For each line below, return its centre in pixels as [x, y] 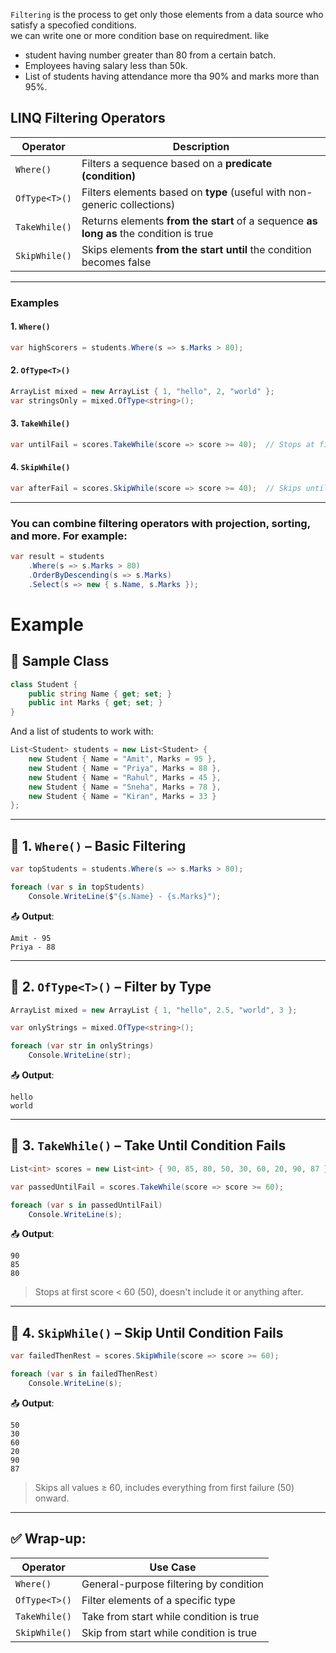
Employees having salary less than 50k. [106, 65]
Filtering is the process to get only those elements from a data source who [167, 14]
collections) [147, 204]
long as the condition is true [147, 233]
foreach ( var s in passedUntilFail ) [86, 1205]
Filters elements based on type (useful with [184, 192]
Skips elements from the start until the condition [196, 249]
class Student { [44, 684]
